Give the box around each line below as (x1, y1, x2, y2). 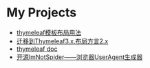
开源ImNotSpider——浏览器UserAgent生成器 (16, 53, 143, 61)
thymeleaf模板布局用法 (16, 28, 82, 36)
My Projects (6, 5, 77, 21)
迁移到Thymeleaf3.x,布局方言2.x (16, 36, 109, 45)
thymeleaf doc (16, 45, 58, 53)
